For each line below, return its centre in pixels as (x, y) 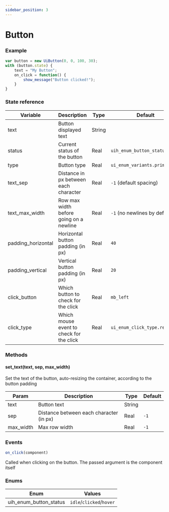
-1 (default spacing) (134, 183)
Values (92, 494)
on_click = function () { (40, 75)
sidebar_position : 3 (27, 10)
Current (67, 144)
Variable (30, 115)
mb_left (120, 297)
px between (72, 179)
